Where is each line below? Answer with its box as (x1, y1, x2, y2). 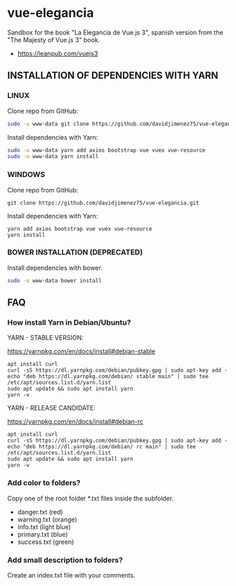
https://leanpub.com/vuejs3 (17, 49, 98, 58)
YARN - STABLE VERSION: (7, 334, 84, 342)
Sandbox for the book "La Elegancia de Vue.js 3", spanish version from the (7, 28, 223, 37)
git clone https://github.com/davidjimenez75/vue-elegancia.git (7, 199, 199, 207)
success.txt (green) (17, 538, 74, 546)
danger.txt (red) (17, 507, 63, 516)
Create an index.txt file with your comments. (7, 571, 136, 579)
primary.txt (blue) (17, 530, 68, 538)
